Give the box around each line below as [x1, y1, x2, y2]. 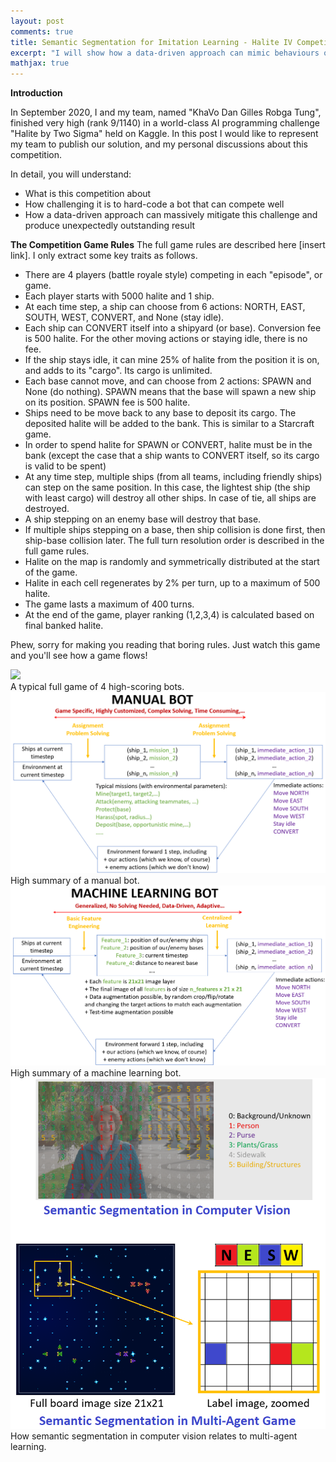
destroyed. [24, 503, 70, 515]
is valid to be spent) [24, 460, 107, 472]
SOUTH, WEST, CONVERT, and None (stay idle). [24, 311, 225, 324]
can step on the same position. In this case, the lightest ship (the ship [24, 481, 311, 494]
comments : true [10, 26, 74, 37]
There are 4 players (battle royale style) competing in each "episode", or [24, 269, 323, 281]
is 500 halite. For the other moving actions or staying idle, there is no [24, 333, 308, 345]
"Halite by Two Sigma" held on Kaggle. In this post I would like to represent [10, 128, 319, 140]
